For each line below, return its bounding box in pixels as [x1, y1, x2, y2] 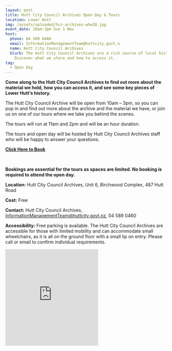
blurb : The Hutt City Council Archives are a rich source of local [10, 50, 157, 56]
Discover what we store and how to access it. [14, 55, 116, 61]
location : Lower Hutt [5, 17, 52, 22]
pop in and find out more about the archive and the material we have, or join [5, 106, 165, 112]
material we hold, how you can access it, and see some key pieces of [5, 84, 155, 91]
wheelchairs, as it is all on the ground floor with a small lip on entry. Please [5, 234, 163, 240]
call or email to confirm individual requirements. [5, 239, 106, 245]
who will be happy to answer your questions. [5, 136, 100, 143]
